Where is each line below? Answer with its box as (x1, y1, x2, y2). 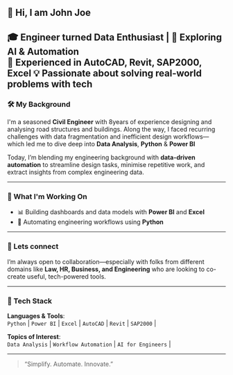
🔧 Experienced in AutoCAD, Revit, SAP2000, (7, 56, 202, 68)
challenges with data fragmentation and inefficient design (7, 132, 172, 141)
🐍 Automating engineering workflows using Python (17, 218, 164, 226)
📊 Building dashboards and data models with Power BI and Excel (17, 208, 205, 216)
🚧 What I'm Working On (7, 192, 88, 201)
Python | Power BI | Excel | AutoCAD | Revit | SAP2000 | (7, 319, 157, 327)
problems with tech (7, 78, 93, 90)
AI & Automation (7, 46, 80, 58)
